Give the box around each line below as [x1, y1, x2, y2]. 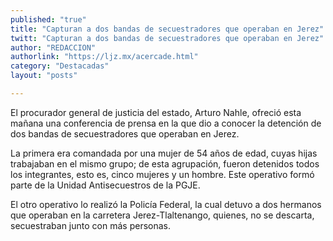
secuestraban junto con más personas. [10, 219, 171, 231]
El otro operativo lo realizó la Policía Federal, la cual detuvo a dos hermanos [10, 198, 322, 210]
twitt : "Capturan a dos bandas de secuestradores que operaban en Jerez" [10, 33, 325, 43]
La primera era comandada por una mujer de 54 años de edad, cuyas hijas [10, 147, 318, 159]
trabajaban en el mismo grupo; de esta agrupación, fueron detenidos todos [10, 157, 320, 170]
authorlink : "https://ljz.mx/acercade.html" [10, 52, 199, 62]
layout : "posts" [10, 71, 78, 81]
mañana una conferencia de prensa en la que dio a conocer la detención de [10, 117, 322, 129]
